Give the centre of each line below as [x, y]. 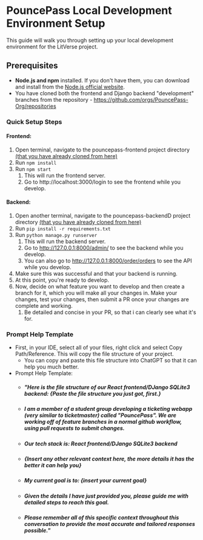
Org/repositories [35, 106]
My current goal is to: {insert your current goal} [85, 481]
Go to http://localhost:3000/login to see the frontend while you [102, 182]
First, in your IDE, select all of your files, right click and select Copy [99, 348]
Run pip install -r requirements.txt [63, 228]
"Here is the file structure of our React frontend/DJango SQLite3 [107, 387]
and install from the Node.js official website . [70, 87]
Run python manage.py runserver [56, 235]
